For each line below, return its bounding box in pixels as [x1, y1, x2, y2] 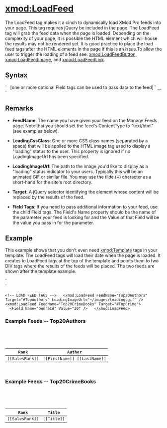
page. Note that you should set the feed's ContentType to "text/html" [12, 123, 154, 129]
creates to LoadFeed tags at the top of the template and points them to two [5, 258, 159, 264]
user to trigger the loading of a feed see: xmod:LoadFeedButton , [5, 51, 137, 57]
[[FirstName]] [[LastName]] [43, 356, 106, 361]
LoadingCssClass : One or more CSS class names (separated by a [12, 138, 148, 144]
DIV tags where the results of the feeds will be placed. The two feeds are [5, 263, 155, 269]
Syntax [5, 71, 28, 80]
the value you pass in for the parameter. [12, 219, 94, 225]
